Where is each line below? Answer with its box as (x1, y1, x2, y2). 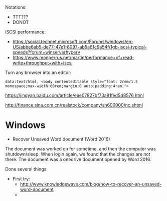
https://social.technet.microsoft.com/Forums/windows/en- (12, 38, 134, 44)
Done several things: (5, 166, 48, 172)
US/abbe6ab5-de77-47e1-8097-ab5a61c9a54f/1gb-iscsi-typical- (12, 44, 147, 49)
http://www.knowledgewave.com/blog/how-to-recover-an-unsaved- (20, 181, 162, 187)
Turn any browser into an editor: (5, 69, 72, 75)
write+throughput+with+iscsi (12, 60, 73, 65)
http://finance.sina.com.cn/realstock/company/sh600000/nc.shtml (5, 102, 143, 108)
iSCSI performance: (5, 29, 46, 34)
